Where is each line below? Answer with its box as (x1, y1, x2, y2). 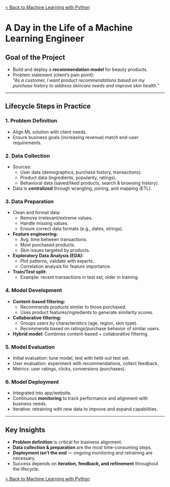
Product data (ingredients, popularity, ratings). (20, 175, 117, 181)
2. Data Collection (5, 152, 50, 159)
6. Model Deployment (5, 378, 59, 385)
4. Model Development (5, 287, 62, 294)
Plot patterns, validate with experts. (20, 258, 95, 264)
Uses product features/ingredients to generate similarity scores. (20, 309, 154, 315)
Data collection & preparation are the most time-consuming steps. (12, 444, 152, 450)
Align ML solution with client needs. (12, 129, 87, 135)
